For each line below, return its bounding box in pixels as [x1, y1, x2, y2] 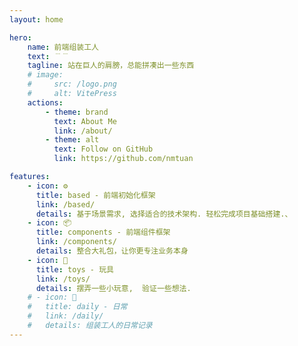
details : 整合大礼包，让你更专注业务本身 [35, 246, 189, 256]
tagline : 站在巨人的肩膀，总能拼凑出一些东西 [27, 61, 195, 71]
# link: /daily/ [27, 311, 104, 321]
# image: [27, 70, 64, 80]
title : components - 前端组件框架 [35, 227, 171, 238]
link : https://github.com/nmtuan [53, 154, 194, 164]
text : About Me [53, 116, 117, 126]
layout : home [9, 14, 64, 25]
